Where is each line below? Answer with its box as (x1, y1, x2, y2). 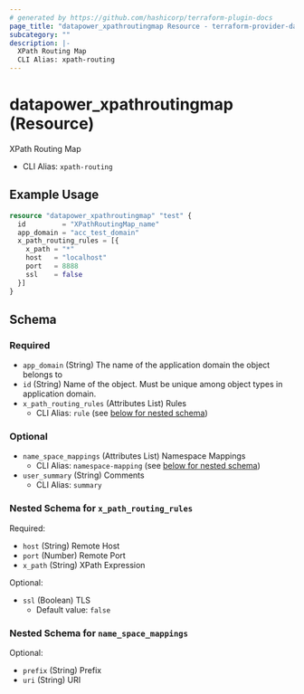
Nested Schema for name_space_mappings (9, 626, 188, 639)
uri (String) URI (22, 675, 81, 686)
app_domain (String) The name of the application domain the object (22, 359, 271, 371)
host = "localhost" (25, 253, 107, 262)
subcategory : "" (9, 30, 71, 39)
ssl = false (25, 270, 83, 279)
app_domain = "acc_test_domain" (17, 228, 140, 237)
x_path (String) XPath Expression (22, 559, 146, 570)
